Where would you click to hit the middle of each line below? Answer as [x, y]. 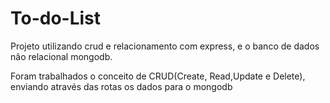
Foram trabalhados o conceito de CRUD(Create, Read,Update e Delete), [158, 76]
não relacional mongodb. [61, 56]
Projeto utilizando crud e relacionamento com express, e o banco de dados [165, 46]
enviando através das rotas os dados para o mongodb [121, 86]
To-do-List [56, 18]
